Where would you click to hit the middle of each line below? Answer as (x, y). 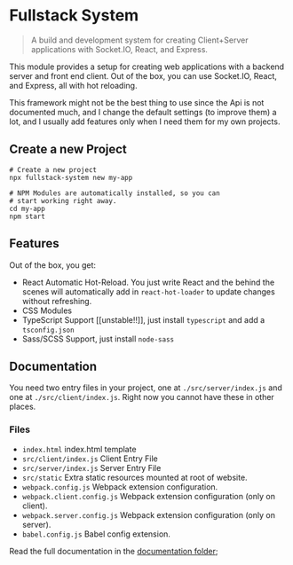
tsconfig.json (48, 330)
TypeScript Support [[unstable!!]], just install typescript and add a (143, 319)
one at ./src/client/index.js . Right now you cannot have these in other (142, 397)
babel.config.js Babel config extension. (96, 534)
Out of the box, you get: (52, 265)
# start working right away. (63, 200)
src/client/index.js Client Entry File (90, 459)
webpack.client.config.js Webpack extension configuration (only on (148, 496)
